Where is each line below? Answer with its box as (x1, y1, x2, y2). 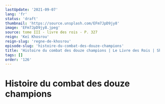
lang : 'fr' (5, 12, 27, 17)
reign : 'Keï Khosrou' (5, 35, 50, 40)
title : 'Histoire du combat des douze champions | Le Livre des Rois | (5, 48, 155, 53)
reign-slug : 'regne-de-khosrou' (5, 39, 71, 44)
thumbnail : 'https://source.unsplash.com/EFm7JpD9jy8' (5, 21, 120, 26)
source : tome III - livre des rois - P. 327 (5, 30, 98, 35)
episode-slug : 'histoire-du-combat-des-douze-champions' (5, 43, 124, 48)
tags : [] (5, 52, 23, 58)
